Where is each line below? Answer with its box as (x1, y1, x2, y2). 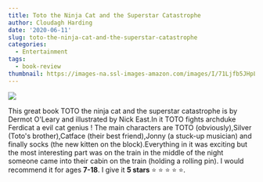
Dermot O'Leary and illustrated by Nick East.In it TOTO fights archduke (8, 115, 236, 124)
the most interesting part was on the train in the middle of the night (8, 147, 224, 157)
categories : (8, 41, 47, 49)
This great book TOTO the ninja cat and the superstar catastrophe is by (8, 106, 238, 115)
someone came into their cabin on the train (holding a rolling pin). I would (8, 156, 244, 166)
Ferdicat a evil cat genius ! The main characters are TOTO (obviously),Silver (8, 122, 252, 132)
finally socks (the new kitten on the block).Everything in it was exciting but (8, 139, 248, 149)
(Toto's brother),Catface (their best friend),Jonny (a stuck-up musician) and (8, 131, 252, 140)
